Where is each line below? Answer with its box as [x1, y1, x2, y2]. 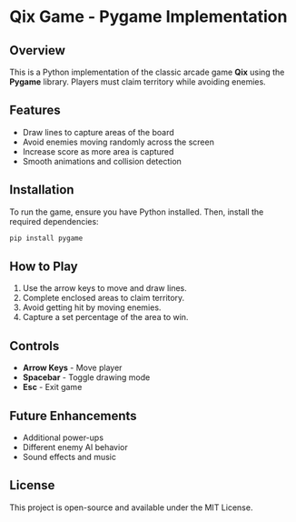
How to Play [9, 258, 79, 274]
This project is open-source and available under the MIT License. [9, 502, 253, 513]
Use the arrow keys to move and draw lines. [22, 283, 188, 294]
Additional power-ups [22, 432, 104, 443]
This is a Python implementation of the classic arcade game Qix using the [9, 66, 285, 77]
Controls [9, 338, 60, 354]
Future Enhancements [9, 407, 138, 424]
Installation [9, 182, 74, 197]
